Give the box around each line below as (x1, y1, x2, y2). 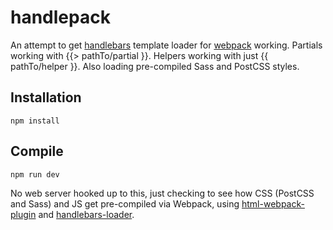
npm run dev (10, 169, 60, 180)
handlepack (10, 6, 111, 29)
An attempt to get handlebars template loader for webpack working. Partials (10, 39, 323, 51)
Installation (10, 89, 82, 106)
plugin (10, 208, 37, 220)
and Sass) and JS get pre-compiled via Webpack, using (10, 197, 240, 210)
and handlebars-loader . (38, 208, 135, 220)
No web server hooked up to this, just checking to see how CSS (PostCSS (10, 187, 315, 199)
